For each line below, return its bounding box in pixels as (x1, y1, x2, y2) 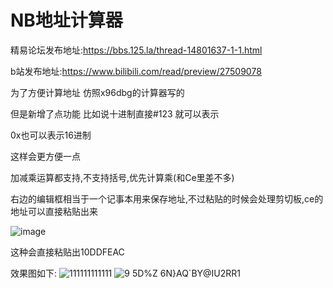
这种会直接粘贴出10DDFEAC (10, 246, 125, 258)
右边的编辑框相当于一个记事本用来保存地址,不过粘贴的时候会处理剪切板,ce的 (10, 192, 324, 205)
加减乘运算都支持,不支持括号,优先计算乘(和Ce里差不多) (10, 171, 235, 183)
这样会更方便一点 (10, 150, 81, 162)
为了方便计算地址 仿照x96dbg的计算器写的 (10, 86, 185, 98)
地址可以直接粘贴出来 (10, 205, 98, 217)
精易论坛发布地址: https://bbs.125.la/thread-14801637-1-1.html (10, 44, 263, 56)
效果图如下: (10, 267, 58, 279)
